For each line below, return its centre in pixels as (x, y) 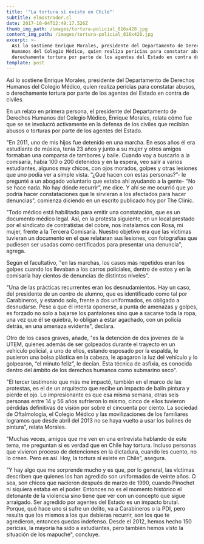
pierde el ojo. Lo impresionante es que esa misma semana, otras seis (93, 395)
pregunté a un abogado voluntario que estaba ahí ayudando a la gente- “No (101, 181)
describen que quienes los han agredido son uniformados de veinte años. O (101, 476)
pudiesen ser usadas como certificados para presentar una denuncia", (94, 244)
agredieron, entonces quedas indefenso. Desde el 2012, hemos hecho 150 (99, 521)
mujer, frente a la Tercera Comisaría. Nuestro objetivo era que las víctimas (99, 231)
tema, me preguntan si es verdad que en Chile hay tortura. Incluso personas (101, 445)
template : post (25, 63)
